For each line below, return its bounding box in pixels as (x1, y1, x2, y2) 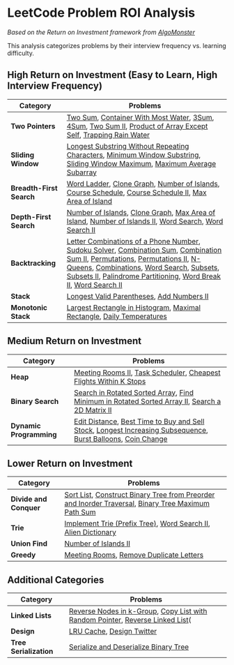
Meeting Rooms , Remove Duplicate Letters (64, 550, 204, 560)
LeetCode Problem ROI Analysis (7, 5, 196, 21)
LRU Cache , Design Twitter (68, 627, 157, 636)
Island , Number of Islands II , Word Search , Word (66, 216, 224, 226)
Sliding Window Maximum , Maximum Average (66, 158, 217, 168)
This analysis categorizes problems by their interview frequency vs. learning (7, 41, 226, 50)
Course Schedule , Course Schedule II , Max (66, 187, 207, 197)
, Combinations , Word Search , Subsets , (91, 262, 220, 272)
